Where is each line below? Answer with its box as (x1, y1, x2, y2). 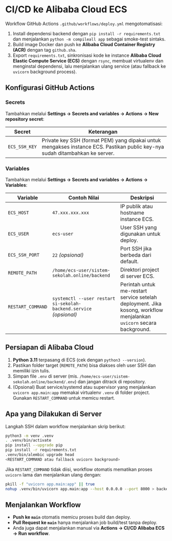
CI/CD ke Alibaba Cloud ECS (5, 4, 127, 15)
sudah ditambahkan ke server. (41, 150, 115, 157)
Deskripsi (130, 194, 155, 201)
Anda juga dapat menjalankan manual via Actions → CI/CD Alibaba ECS (12, 525, 165, 531)
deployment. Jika (120, 300, 162, 307)
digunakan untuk (120, 230, 161, 237)
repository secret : (5, 116, 45, 122)
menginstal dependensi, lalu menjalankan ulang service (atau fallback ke (12, 63, 166, 69)
